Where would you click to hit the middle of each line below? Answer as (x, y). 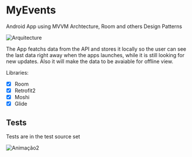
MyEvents (31, 10)
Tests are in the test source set (43, 137)
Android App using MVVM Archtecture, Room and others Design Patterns (94, 26)
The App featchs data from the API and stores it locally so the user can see (96, 49)
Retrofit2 (25, 90)
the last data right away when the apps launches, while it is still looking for (95, 55)
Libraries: (18, 72)
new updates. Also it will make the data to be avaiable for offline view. (90, 61)
